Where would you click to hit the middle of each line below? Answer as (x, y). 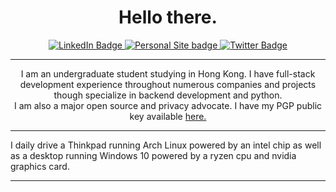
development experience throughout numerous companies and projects (168, 84)
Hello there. (168, 17)
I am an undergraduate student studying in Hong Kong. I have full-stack (168, 73)
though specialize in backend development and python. (168, 95)
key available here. (168, 116)
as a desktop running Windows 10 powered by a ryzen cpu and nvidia (153, 155)
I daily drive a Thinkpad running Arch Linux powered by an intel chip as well (166, 145)
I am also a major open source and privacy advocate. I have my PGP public (168, 105)
